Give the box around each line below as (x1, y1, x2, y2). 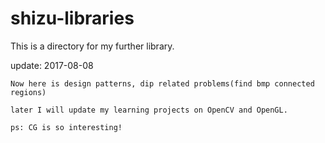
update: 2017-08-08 (10, 59, 94, 71)
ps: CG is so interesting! (10, 122, 123, 132)
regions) (10, 87, 47, 97)
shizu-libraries (10, 7, 135, 30)
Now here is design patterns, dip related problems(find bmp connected (10, 78, 315, 89)
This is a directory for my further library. (10, 40, 175, 52)
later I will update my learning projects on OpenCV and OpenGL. (10, 105, 288, 115)
